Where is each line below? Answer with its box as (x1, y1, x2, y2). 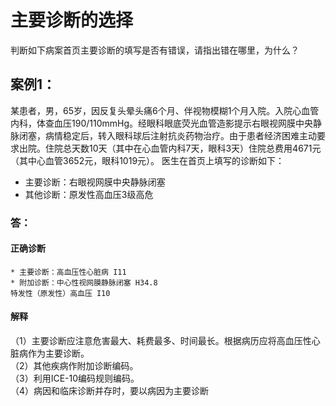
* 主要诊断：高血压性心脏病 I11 (10, 267, 127, 277)
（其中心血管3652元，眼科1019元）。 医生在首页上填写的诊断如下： (10, 154, 285, 166)
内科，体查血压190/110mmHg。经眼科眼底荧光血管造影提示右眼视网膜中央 (10, 117, 313, 129)
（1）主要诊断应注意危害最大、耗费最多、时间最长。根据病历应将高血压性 (10, 335, 312, 347)
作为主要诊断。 (27, 347, 90, 360)
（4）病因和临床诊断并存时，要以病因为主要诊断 (10, 385, 210, 397)
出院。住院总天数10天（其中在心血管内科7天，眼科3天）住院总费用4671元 (18, 142, 322, 154)
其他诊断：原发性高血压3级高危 (24, 188, 154, 200)
